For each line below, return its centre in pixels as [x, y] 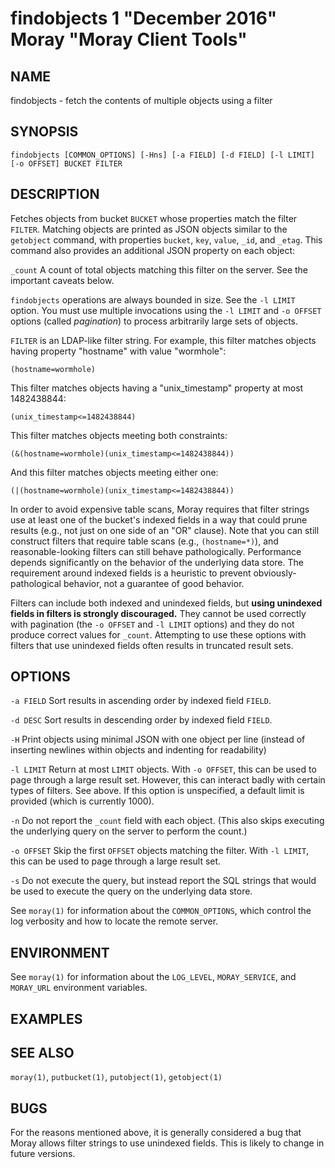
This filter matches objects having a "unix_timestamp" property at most [157, 388]
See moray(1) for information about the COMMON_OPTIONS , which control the [161, 911]
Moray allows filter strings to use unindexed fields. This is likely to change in [167, 1143]
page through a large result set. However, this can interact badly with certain [168, 780]
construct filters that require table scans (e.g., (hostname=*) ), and [144, 541]
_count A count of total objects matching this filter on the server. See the [159, 269]
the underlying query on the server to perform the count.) [129, 831]
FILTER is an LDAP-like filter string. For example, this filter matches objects [163, 340]
